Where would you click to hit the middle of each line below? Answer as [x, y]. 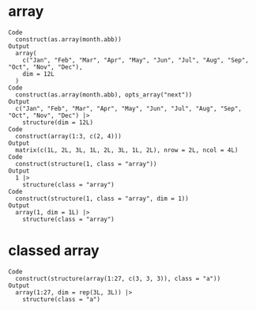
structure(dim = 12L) [58, 122]
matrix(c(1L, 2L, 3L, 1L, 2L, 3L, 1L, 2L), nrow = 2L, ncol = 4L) [127, 150]
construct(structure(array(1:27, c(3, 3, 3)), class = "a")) [118, 278]
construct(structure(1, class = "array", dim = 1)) [102, 198]
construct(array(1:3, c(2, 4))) [69, 136]
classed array [54, 251]
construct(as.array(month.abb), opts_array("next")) [104, 95]
